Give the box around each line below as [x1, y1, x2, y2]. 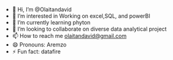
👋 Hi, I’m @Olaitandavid [12, 6, 72, 13]
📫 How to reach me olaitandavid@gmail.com [12, 32, 127, 39]
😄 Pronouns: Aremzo [12, 41, 67, 48]
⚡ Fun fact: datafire [12, 48, 61, 55]
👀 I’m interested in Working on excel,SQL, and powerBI [12, 12, 150, 20]
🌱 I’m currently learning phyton [12, 19, 91, 26]
